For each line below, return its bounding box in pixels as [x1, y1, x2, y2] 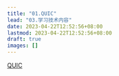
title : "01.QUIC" [7, 10, 57, 17]
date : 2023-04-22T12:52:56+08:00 [7, 23, 103, 30]
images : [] [7, 42, 39, 49]
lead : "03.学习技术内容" [7, 17, 72, 23]
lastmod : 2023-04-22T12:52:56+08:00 [7, 29, 112, 37]
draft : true [7, 36, 41, 43]
